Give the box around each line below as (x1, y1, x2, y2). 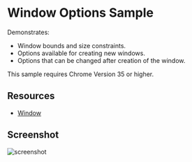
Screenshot (7, 129, 59, 141)
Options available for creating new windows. (17, 49, 145, 57)
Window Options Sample (7, 5, 154, 21)
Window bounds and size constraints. (17, 41, 126, 50)
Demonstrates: (7, 28, 50, 36)
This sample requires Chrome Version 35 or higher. (7, 70, 154, 78)
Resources (7, 90, 55, 102)
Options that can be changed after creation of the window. (17, 56, 186, 64)
